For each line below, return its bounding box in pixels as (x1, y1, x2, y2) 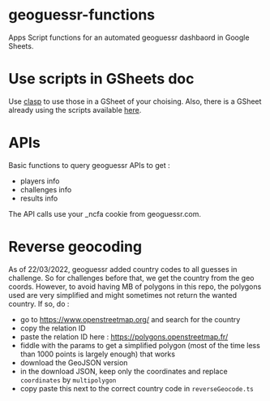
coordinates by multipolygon (19, 375, 117, 385)
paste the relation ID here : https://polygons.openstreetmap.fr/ (19, 331, 229, 342)
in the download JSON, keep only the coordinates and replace (19, 366, 229, 376)
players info (19, 176, 60, 186)
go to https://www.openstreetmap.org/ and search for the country (19, 314, 241, 324)
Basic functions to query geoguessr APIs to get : (8, 160, 170, 170)
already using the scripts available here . (8, 105, 142, 114)
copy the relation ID (19, 323, 87, 333)
